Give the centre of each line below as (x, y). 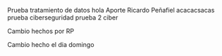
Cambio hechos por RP (41, 31)
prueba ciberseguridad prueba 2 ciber (63, 17)
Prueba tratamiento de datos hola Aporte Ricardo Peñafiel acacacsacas (111, 10)
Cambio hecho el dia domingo (51, 44)
